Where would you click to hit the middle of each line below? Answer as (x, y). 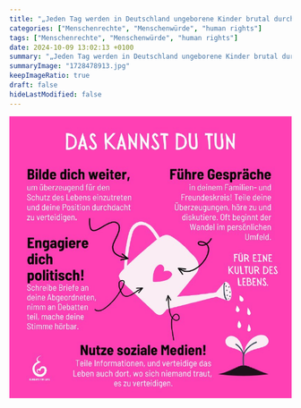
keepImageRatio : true (50, 76)
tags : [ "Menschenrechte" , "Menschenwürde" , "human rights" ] (124, 38)
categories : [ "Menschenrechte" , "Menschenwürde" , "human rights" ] (136, 28)
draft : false (34, 85)
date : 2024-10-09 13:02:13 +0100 (72, 47)
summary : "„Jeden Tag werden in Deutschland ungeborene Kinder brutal (144, 57)
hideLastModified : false (56, 94)
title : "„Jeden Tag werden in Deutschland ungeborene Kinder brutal (140, 19)
